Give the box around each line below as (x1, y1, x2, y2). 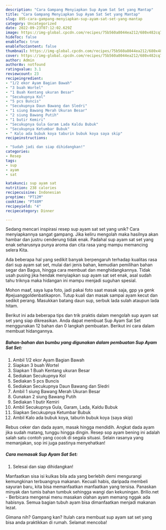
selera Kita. (5, 247, 29, 253)
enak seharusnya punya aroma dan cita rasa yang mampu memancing (5, 242, 148, 248)
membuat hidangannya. (5, 328, 54, 334)
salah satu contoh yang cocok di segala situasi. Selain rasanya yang (5, 435, 144, 441)
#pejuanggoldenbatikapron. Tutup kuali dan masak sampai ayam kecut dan (5, 292, 158, 298)
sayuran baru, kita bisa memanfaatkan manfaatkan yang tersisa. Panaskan (5, 484, 157, 490)
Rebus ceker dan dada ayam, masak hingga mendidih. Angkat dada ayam (5, 424, 155, 430)
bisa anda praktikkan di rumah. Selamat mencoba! (5, 520, 107, 526)
